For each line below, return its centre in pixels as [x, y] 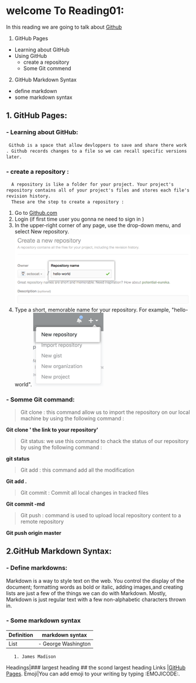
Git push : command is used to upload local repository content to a [101, 515]
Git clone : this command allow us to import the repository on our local [105, 412]
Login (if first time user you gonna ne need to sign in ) [79, 219]
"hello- [180, 310]
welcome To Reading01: [65, 11]
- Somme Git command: [40, 399]
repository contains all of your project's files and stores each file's [98, 190]
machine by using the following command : [72, 418]
